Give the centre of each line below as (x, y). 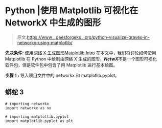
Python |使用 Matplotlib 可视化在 (72, 11)
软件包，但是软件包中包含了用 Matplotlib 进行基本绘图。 (61, 65)
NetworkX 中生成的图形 (53, 23)
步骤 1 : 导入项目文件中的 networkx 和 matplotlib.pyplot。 (62, 75)
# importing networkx (27, 104)
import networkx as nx (28, 108)
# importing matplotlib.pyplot (37, 117)
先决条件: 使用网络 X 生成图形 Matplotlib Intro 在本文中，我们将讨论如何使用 (81, 53)
